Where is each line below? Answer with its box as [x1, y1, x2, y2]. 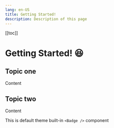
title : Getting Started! [5, 12, 56, 17]
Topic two [5, 95, 37, 103]
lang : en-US [5, 7, 30, 12]
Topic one [5, 67, 36, 75]
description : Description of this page [5, 16, 87, 21]
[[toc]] [5, 30, 18, 36]
